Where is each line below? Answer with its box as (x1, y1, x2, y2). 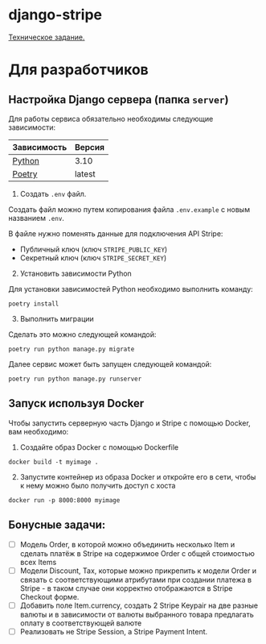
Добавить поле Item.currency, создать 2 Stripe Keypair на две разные (19, 600, 259, 610)
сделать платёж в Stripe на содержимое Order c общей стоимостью (19, 548, 256, 558)
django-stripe (8, 6, 103, 24)
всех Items (19, 557, 57, 567)
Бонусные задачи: (8, 518, 106, 532)
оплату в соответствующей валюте (19, 618, 142, 628)
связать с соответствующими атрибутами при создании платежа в (19, 575, 252, 584)
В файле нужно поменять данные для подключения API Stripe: (8, 228, 223, 239)
